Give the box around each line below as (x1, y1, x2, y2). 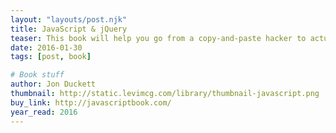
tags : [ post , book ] (10, 52, 92, 62)
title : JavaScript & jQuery (10, 24, 128, 34)
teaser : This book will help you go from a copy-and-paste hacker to (10, 33, 307, 43)
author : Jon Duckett (10, 79, 97, 90)
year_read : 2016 (10, 107, 78, 117)
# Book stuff (10, 70, 65, 80)
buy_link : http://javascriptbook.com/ (10, 97, 172, 108)
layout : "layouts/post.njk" (10, 14, 128, 25)
